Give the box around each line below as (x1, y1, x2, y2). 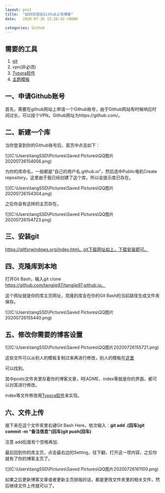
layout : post (5, 7, 32, 12)
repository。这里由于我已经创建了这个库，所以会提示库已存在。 (5, 175, 134, 180)
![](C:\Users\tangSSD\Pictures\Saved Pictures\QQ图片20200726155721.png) (5, 345, 159, 351)
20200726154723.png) (5, 216, 52, 222)
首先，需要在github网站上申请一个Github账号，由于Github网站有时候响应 (5, 106, 152, 112)
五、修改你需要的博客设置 (5, 330, 82, 339)
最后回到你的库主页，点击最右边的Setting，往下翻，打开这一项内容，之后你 (5, 449, 157, 455)
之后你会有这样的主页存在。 (5, 201, 61, 207)
